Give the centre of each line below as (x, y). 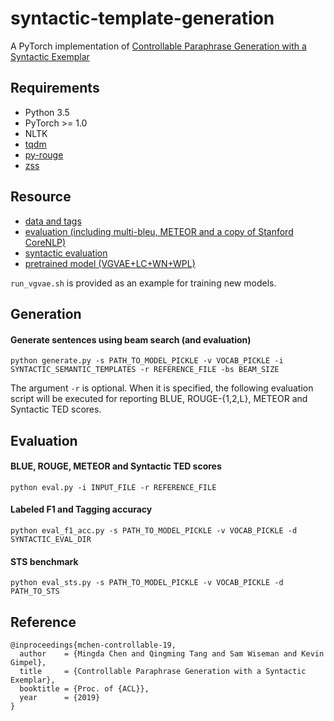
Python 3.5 (47, 112)
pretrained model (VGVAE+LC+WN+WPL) (110, 263)
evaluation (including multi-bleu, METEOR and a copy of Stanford (159, 231)
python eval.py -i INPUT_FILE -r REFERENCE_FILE (113, 487)
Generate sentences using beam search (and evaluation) (131, 339)
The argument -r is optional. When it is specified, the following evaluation (162, 388)
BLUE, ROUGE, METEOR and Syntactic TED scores (116, 466)
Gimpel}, (28, 662)
